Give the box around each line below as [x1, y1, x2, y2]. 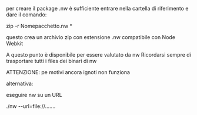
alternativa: [6, 80, 34, 87]
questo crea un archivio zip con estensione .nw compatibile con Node [6, 34, 175, 40]
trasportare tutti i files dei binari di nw [6, 58, 97, 64]
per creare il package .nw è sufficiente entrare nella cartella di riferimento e [6, 5, 189, 12]
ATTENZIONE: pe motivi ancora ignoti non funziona [6, 69, 131, 75]
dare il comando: [6, 11, 47, 18]
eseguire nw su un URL [6, 92, 63, 98]
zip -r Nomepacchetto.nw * [6, 23, 72, 29]
